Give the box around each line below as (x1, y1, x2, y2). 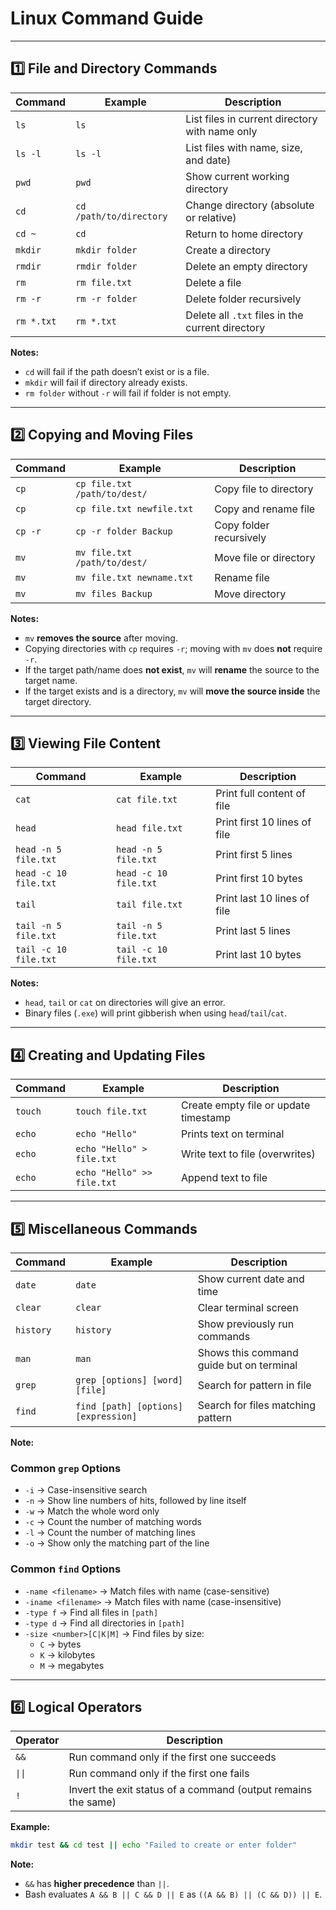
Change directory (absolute (185, 198, 315, 212)
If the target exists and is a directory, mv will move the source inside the (24, 685, 321, 697)
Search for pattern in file (197, 1378, 312, 1392)
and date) (185, 153, 232, 167)
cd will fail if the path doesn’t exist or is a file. (24, 365, 210, 377)
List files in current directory (185, 112, 318, 126)
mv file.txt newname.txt (75, 572, 194, 583)
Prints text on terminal (180, 1127, 285, 1141)
